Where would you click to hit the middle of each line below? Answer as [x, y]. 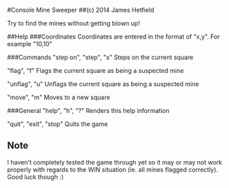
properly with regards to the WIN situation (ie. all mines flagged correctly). [113, 169]
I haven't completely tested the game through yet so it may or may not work [115, 162]
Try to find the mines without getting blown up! [73, 23]
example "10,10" [30, 44]
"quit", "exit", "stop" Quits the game [58, 124]
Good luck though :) [36, 177]
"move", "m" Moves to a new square [59, 97]
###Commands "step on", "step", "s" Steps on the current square [100, 57]
